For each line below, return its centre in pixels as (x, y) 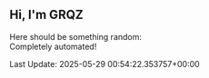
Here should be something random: (76, 36)
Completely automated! (53, 46)
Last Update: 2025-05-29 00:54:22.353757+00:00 (104, 63)
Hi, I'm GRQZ (46, 15)
